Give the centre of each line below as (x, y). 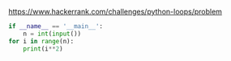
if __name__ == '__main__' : (56, 26)
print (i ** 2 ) (43, 49)
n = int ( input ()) (52, 34)
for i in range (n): (41, 41)
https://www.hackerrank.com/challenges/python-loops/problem (115, 12)
